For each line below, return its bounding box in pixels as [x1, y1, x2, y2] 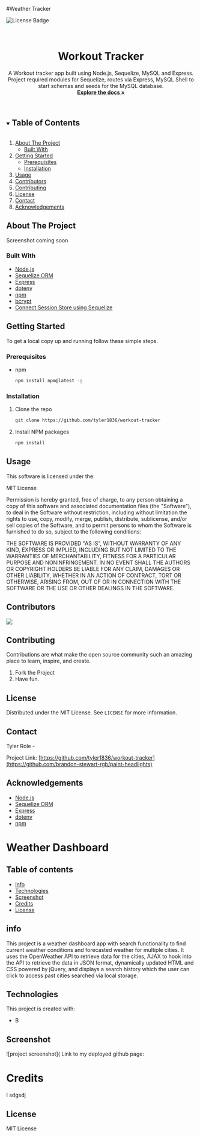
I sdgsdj [6, 1091, 26, 1099]
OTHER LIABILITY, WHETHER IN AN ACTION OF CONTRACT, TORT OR [6, 572, 181, 579]
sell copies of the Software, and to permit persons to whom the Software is [6, 521, 192, 529]
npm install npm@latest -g [14, 377, 83, 383]
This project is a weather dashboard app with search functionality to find [6, 940, 186, 947]
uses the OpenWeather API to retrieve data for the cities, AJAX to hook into [6, 953, 192, 960]
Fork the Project [14, 669, 55, 676]
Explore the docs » [77, 89, 125, 96]
